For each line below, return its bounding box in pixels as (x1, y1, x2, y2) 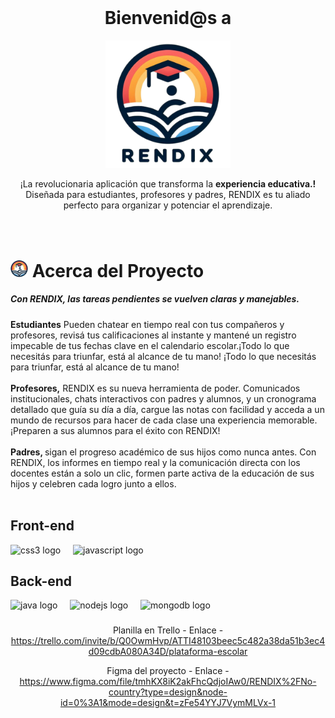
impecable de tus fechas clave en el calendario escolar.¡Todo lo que (10, 339, 290, 351)
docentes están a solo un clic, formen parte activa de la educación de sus (10, 467, 315, 479)
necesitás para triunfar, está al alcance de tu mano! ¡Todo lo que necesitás (10, 350, 317, 362)
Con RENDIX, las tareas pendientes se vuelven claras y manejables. (10, 293, 300, 305)
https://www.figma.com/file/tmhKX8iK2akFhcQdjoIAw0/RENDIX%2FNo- (19, 676, 317, 688)
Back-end (10, 572, 73, 590)
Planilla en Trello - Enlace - (112, 624, 224, 636)
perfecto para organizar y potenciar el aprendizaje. (63, 199, 273, 211)
